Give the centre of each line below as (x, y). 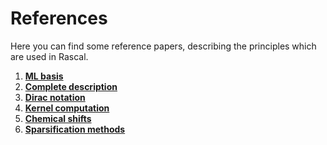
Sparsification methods (75, 129)
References (59, 18)
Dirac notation (55, 97)
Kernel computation (67, 108)
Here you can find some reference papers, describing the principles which (163, 46)
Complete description (71, 86)
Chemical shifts (58, 118)
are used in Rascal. (49, 56)
